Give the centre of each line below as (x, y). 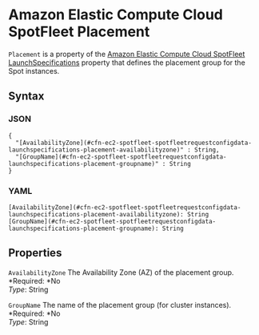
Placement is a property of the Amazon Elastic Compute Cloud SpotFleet (127, 54)
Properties (35, 253)
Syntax (26, 97)
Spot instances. (34, 71)
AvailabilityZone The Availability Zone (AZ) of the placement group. (121, 272)
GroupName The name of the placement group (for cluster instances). (120, 305)
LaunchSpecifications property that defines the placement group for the (127, 63)
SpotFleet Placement (79, 32)
